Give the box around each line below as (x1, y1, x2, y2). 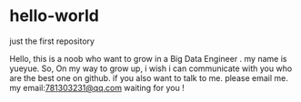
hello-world (9, 5, 100, 26)
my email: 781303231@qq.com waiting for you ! (9, 82, 185, 93)
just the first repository (9, 36, 95, 46)
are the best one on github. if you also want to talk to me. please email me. (9, 72, 288, 83)
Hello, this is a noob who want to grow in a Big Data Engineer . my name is (9, 53, 287, 64)
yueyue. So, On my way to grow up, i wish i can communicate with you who (9, 63, 293, 74)
